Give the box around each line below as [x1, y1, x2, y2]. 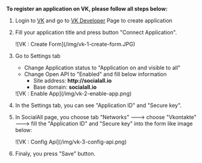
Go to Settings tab [15, 52, 61, 60]
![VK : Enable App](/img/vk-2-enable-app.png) [15, 90, 132, 97]
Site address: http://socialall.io [33, 77, 112, 84]
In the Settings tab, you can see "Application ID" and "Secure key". [15, 102, 182, 109]
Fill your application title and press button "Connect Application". [15, 29, 177, 36]
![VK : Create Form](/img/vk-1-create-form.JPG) [15, 41, 135, 47]
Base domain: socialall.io [33, 83, 97, 91]
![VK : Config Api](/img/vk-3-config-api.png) [15, 138, 127, 145]
